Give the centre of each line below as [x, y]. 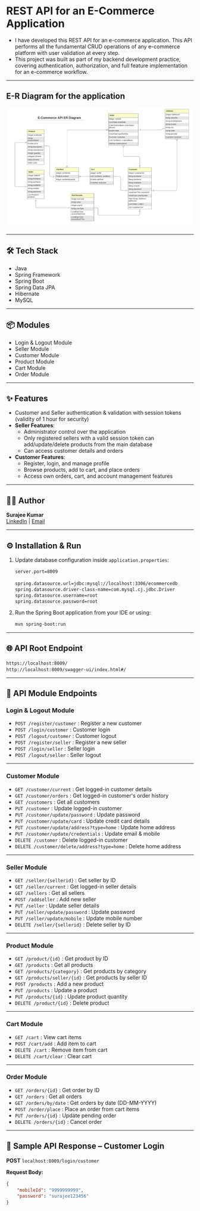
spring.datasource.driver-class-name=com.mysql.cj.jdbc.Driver [95, 589]
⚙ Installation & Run [44, 546]
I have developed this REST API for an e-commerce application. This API [103, 40]
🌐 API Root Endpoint [45, 648]
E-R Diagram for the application [65, 96]
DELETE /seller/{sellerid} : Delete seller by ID [73, 924]
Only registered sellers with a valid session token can [89, 438]
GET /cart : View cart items [48, 1037]
